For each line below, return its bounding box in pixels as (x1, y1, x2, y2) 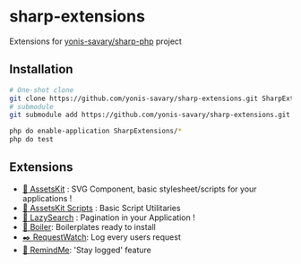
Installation (9, 62, 73, 77)
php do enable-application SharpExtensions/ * (9, 127, 182, 136)
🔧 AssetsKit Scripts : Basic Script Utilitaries (21, 202, 181, 213)
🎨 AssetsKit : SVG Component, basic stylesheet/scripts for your (21, 183, 257, 194)
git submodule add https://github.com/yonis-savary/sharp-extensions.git (9, 110, 291, 120)
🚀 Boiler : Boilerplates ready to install (21, 221, 157, 232)
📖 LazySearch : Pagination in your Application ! (21, 212, 195, 223)
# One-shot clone (9, 85, 74, 95)
